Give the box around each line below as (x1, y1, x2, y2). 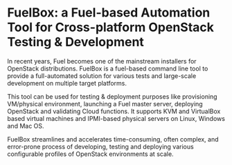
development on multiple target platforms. (7, 79, 127, 87)
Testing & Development (7, 35, 144, 50)
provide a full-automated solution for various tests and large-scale (7, 71, 197, 80)
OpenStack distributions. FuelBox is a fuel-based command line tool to (7, 64, 208, 72)
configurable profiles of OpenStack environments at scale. (7, 150, 175, 158)
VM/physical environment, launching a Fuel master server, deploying (7, 99, 203, 108)
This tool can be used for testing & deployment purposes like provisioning (7, 92, 217, 101)
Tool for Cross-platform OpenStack (7, 19, 215, 35)
